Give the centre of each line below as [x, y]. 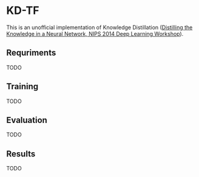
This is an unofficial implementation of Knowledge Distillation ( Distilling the [99, 27]
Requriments [31, 53]
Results [21, 154]
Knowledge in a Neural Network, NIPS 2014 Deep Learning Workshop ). [95, 33]
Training [22, 86]
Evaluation [27, 120]
